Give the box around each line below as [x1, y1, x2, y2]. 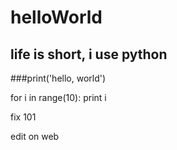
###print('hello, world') [10, 72, 107, 84]
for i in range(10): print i [10, 92, 107, 103]
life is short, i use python [10, 46, 168, 63]
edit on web [10, 131, 60, 142]
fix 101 [10, 111, 37, 123]
